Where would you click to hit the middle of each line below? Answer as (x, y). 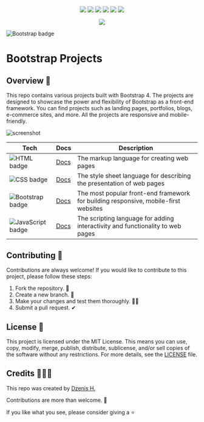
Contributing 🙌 (35, 255)
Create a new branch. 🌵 (45, 295)
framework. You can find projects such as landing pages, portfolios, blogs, (99, 108)
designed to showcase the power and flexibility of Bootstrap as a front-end (100, 102)
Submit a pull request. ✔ (46, 308)
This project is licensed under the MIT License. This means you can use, (97, 342)
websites (90, 209)
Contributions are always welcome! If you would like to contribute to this (97, 270)
